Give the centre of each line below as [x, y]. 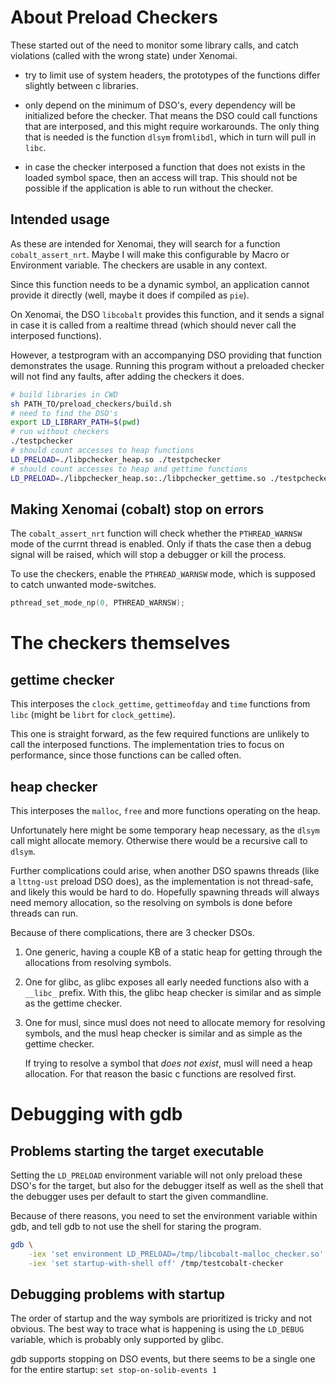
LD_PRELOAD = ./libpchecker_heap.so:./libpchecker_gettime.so [138, 478]
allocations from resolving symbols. [98, 962]
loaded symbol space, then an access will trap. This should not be [161, 177]
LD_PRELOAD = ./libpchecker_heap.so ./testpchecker [116, 459]
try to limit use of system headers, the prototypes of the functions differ [172, 75]
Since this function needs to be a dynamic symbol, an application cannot [160, 284]
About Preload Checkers [114, 17]
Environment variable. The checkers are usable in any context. [139, 265]
